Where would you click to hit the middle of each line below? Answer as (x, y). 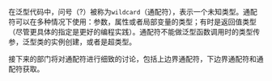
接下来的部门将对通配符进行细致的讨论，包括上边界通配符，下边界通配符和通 (136, 59)
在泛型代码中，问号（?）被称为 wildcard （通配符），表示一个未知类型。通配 (133, 12)
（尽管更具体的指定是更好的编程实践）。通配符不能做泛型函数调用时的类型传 (134, 32)
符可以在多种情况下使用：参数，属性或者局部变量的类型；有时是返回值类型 (132, 22)
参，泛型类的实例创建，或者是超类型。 (72, 42)
